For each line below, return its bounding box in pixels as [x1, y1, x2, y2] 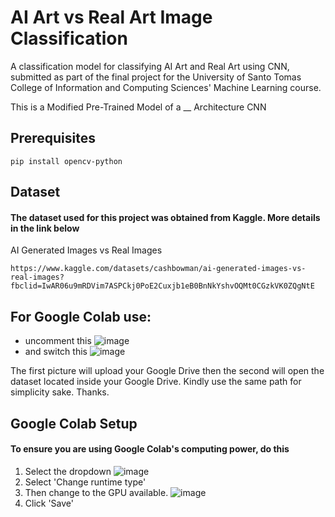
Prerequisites [10, 130, 96, 147]
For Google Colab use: [10, 308, 152, 325]
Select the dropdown [24, 465, 112, 477]
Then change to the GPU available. [24, 486, 169, 498]
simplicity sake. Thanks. [10, 386, 110, 398]
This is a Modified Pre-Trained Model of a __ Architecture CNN [10, 101, 267, 113]
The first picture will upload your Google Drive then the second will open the [10, 365, 325, 377]
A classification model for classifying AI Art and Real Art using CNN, [10, 60, 290, 72]
